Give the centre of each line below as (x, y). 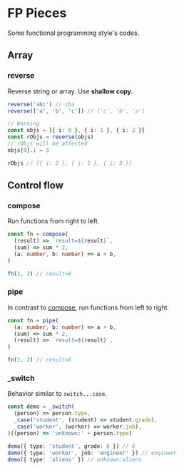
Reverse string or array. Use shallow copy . (70, 91)
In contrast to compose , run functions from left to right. (88, 307)
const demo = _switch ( (41, 407)
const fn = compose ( (38, 234)
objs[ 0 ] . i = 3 (29, 150)
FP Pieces (37, 13)
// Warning (24, 124)
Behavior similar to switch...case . (57, 394)
